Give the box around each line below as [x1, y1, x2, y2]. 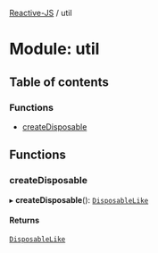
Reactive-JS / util [9, 8, 73, 18]
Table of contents [9, 74, 109, 89]
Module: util [9, 39, 100, 59]
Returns [9, 215, 40, 226]
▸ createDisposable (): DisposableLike [9, 194, 149, 205]
